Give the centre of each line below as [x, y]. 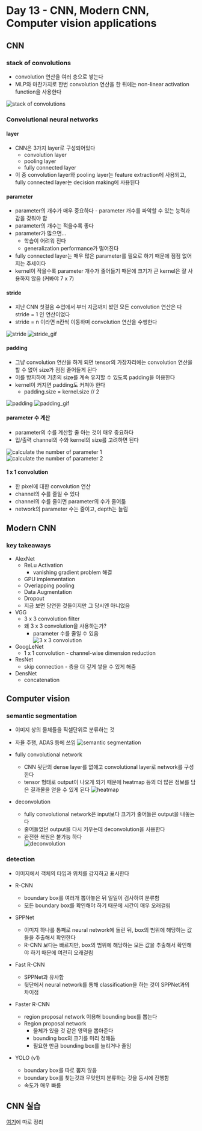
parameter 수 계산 [28, 418]
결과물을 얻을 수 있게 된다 [60, 790]
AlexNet [25, 558]
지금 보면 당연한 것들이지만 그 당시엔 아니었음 [77, 605]
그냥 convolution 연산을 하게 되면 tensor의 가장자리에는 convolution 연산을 [104, 362]
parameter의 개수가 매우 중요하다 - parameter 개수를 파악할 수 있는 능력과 [103, 211]
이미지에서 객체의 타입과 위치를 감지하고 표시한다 [72, 873]
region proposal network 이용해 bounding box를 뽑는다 [90, 1016]
